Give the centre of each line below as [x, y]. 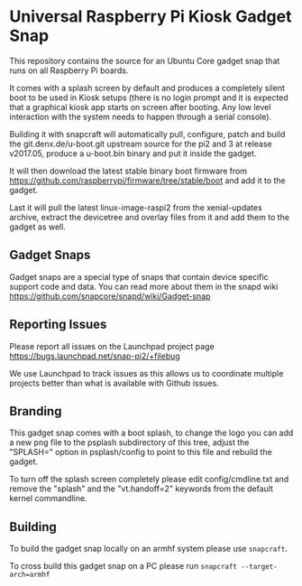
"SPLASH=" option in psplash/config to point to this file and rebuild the [141, 452]
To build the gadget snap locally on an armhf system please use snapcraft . [149, 549]
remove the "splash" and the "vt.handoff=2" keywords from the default [141, 488]
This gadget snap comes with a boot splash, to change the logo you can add [151, 433]
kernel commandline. [48, 498]
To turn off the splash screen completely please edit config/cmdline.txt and [149, 479]
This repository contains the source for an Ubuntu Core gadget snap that [145, 60]
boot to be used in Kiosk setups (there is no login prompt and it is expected [149, 98]
